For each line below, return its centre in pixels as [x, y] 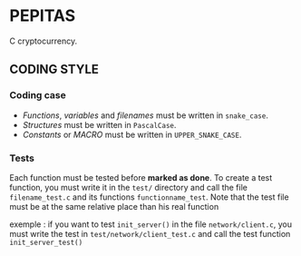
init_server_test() [46, 242]
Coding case [38, 95]
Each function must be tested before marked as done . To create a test [141, 177]
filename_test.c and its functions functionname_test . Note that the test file [149, 197]
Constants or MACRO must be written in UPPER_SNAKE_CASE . [132, 134]
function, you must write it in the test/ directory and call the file [128, 187]
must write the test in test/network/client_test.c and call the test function [150, 233]
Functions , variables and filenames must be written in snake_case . [146, 115]
